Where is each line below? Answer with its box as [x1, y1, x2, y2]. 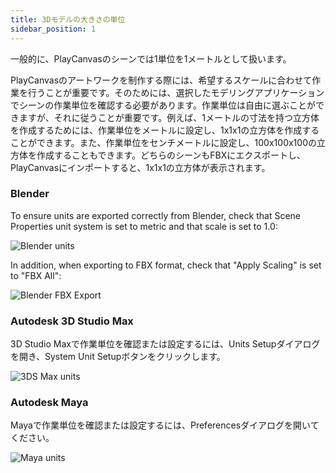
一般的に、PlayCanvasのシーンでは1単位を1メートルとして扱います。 [10, 52, 292, 65]
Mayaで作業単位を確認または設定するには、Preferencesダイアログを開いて [10, 419, 320, 431]
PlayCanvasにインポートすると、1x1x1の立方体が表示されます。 [10, 161, 271, 173]
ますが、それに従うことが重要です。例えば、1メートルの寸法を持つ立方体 [18, 111, 320, 123]
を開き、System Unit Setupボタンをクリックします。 [10, 351, 226, 363]
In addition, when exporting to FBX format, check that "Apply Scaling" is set [10, 259, 322, 271]
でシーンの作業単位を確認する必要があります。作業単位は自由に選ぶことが [10, 99, 316, 111]
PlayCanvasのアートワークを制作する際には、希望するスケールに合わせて [10, 74, 313, 86]
